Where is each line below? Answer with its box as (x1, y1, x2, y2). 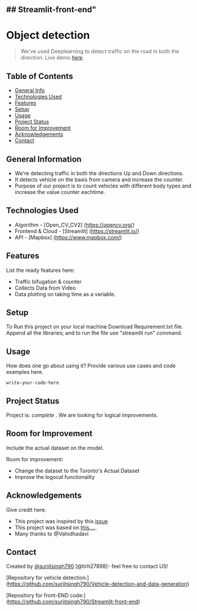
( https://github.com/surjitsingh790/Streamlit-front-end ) (6, 598, 140, 605)
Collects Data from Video (14, 284, 76, 291)
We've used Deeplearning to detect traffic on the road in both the (20, 48, 179, 55)
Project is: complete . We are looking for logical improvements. (6, 412, 158, 419)
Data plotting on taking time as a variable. (14, 290, 116, 297)
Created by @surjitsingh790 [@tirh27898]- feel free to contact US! (6, 563, 168, 570)
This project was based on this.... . (14, 524, 97, 531)
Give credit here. (6, 506, 47, 513)
